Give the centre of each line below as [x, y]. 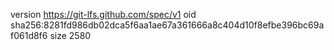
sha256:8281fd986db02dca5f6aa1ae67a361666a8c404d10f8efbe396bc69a [167, 25]
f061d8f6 [29, 35]
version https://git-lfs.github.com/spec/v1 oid [103, 14]
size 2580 [70, 35]
